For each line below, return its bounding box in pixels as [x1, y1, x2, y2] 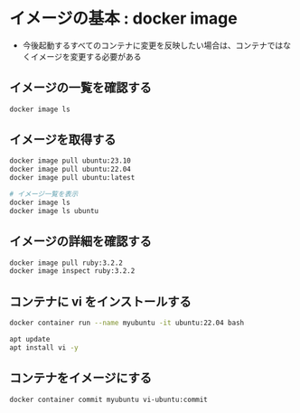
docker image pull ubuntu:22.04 [9, 164, 131, 174]
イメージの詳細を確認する [9, 234, 152, 249]
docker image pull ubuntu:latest [9, 174, 136, 183]
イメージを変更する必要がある [30, 51, 142, 61]
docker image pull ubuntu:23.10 [9, 156, 131, 165]
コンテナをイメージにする [9, 371, 152, 386]
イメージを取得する [9, 132, 117, 147]
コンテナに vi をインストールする [9, 294, 192, 309]
